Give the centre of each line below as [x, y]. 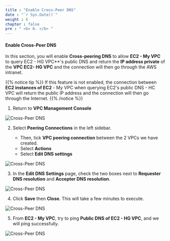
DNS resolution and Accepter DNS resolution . [61, 179]
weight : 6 [17, 19]
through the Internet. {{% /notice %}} [44, 98]
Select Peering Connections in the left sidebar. [62, 128]
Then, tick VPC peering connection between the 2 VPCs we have [89, 138]
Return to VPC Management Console [52, 108]
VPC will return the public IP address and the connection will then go [77, 93]
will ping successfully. [36, 224]
